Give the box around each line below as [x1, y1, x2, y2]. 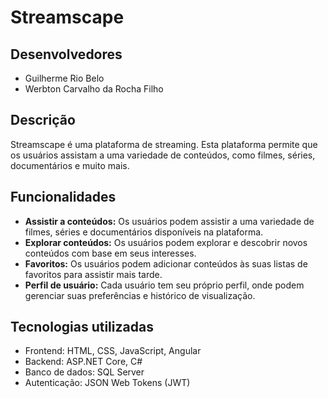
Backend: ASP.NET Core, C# [24, 356, 143, 368]
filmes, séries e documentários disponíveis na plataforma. [24, 226, 264, 238]
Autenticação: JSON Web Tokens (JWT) [24, 377, 191, 389]
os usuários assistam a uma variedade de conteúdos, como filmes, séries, [10, 149, 316, 161]
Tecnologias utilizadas [10, 319, 154, 336]
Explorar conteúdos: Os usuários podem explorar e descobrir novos [24, 236, 308, 248]
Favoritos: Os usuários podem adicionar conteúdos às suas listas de [24, 257, 308, 270]
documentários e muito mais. [10, 159, 130, 171]
